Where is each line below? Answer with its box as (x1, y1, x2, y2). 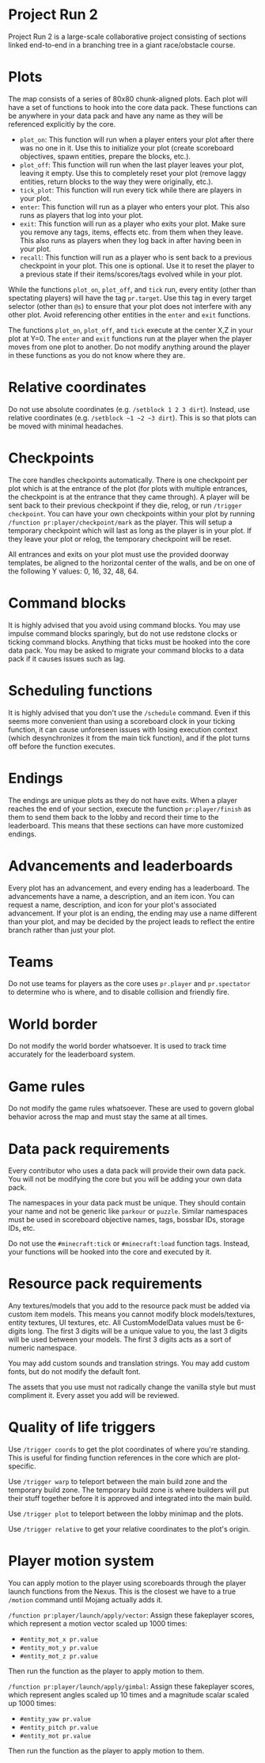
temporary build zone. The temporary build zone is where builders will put (8, 1485, 249, 1495)
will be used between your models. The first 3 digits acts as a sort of (8, 1335, 232, 1344)
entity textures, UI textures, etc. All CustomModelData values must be (8, 1318, 235, 1327)
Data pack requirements (8, 1140, 170, 1158)
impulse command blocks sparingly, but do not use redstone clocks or (8, 628, 237, 638)
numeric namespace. (8, 1343, 78, 1353)
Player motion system (8, 1552, 154, 1570)
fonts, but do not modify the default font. (8, 1367, 141, 1377)
